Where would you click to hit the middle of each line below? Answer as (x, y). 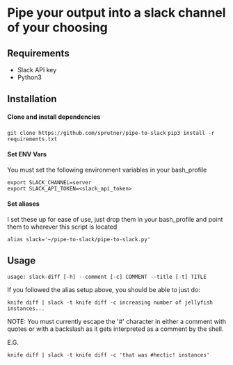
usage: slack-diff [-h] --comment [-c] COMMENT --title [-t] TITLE (107, 277)
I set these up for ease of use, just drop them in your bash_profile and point (115, 219)
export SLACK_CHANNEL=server (49, 182)
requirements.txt (32, 139)
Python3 (29, 77)
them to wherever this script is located (62, 227)
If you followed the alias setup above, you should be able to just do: (104, 289)
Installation (32, 99)
